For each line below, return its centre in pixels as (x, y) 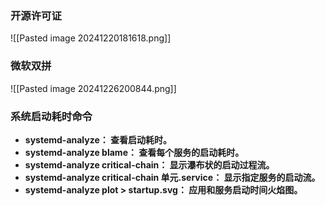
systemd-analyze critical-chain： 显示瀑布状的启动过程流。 (149, 164)
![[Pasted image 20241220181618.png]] (91, 38)
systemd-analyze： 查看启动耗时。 (98, 139)
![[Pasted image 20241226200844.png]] (93, 88)
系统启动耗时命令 (51, 116)
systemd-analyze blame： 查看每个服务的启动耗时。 (134, 152)
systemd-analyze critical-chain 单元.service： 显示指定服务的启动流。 (172, 177)
